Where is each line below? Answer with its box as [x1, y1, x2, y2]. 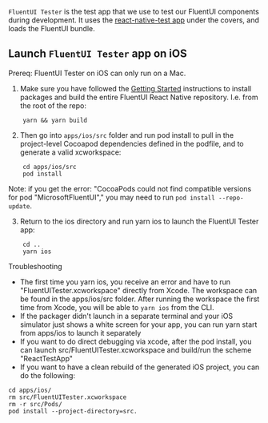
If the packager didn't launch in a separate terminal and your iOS [19, 311, 234, 320]
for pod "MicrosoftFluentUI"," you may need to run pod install [8, 192, 216, 202]
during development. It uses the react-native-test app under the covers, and [8, 15, 260, 25]
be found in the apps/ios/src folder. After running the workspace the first [19, 294, 260, 304]
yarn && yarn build [22, 116, 88, 124]
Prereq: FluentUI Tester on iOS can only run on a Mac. [8, 68, 186, 78]
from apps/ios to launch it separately [19, 328, 142, 337]
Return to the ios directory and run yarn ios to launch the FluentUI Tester [19, 216, 259, 226]
